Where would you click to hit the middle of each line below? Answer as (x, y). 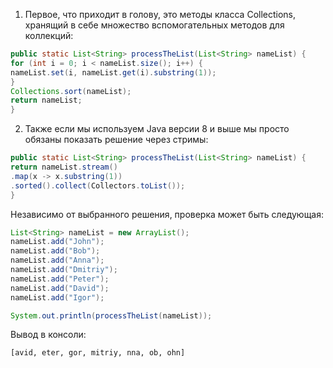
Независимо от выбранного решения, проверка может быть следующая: (167, 214)
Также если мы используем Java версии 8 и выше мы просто (157, 129)
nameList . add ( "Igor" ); (57, 297)
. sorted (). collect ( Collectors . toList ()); (98, 185)
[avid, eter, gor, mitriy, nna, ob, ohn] (98, 353)
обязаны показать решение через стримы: (116, 140)
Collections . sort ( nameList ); (71, 91)
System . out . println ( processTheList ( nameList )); (111, 315)
